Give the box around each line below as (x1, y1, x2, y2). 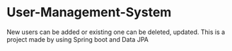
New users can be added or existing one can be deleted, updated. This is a (6, 28, 226, 36)
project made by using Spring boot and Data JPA (6, 35, 149, 43)
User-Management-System (6, 4, 172, 21)
